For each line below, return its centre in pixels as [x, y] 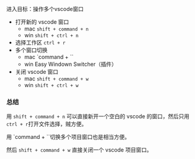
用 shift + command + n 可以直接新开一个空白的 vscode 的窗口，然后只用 [98, 116]
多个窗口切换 [31, 50]
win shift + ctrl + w [51, 85]
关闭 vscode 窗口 [37, 72]
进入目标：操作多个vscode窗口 [45, 9]
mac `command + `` [49, 57]
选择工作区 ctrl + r [40, 42]
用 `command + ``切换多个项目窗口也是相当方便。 [68, 137]
